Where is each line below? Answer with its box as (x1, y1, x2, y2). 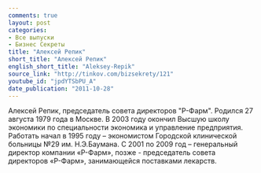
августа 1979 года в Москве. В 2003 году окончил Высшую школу (8, 115, 230, 124)
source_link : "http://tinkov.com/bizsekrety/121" (8, 70, 175, 78)
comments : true (8, 11, 58, 20)
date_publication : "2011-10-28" (8, 84, 114, 93)
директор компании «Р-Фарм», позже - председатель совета (8, 148, 216, 157)
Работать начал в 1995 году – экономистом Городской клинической (8, 131, 237, 141)
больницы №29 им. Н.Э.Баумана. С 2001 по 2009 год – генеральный (8, 139, 238, 149)
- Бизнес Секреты (8, 41, 65, 49)
